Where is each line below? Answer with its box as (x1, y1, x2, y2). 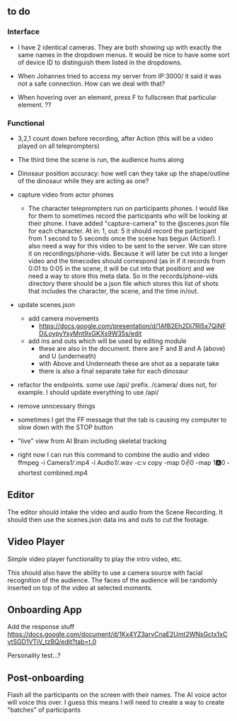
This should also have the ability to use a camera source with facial (7, 568, 203, 577)
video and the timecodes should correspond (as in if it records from (28, 256, 226, 265)
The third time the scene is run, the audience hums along (17, 155, 184, 163)
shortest (17, 468, 42, 477)
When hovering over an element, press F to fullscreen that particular (17, 93, 217, 101)
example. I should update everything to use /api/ (17, 388, 159, 396)
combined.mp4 (43, 468, 88, 477)
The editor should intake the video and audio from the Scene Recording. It (7, 507, 223, 516)
